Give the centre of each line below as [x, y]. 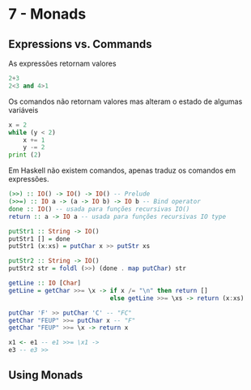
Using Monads [46, 375]
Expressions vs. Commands [80, 44]
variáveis [23, 109]
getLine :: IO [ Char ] [45, 283]
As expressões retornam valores [62, 63]
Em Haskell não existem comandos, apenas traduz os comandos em [122, 170]
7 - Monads [47, 14]
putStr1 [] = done [39, 239]
